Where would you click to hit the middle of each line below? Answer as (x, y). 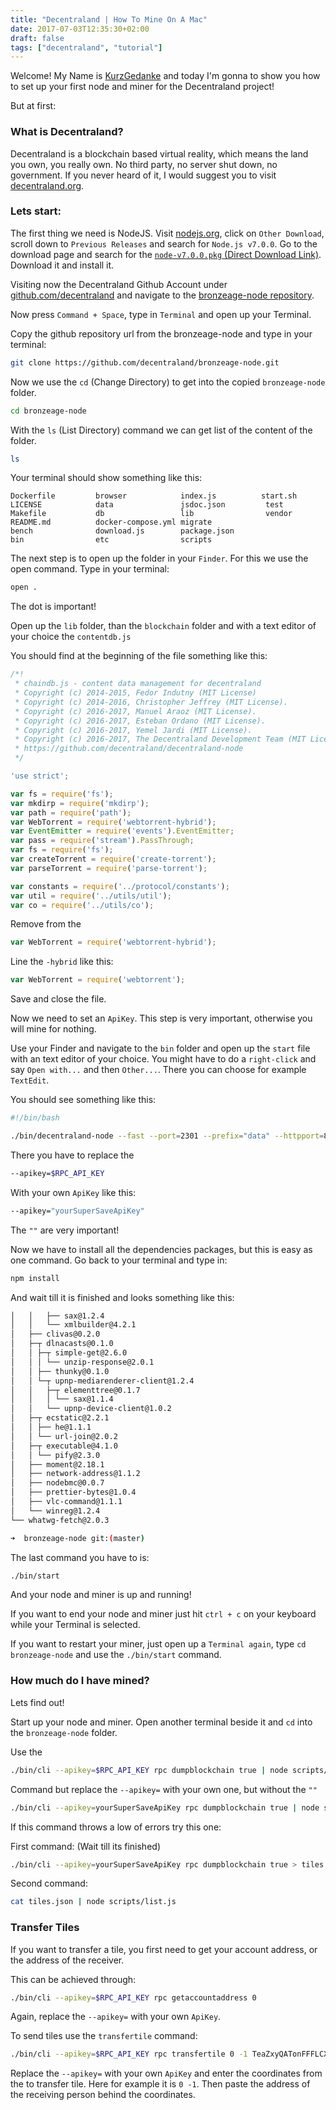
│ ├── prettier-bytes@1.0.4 (73, 1492)
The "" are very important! (65, 1230)
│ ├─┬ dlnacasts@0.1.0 (62, 1344)
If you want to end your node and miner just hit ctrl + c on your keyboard (163, 1614)
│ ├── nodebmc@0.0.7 (57, 1483)
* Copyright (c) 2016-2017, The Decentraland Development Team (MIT (160, 739)
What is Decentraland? (67, 132)
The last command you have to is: (80, 1557)
